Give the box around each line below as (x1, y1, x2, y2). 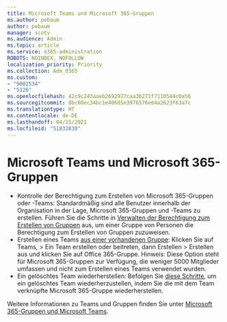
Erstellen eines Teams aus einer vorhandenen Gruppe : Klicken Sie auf (16, 235, 214, 244)
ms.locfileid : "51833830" (7, 125, 81, 132)
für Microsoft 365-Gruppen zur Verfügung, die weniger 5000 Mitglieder (16, 257, 219, 266)
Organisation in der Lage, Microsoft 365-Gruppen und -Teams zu (16, 207, 200, 215)
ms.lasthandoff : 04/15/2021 (7, 118, 88, 126)
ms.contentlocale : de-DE (7, 112, 78, 119)
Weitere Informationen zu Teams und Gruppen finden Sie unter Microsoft (7, 300, 213, 308)
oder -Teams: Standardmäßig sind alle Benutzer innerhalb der (16, 199, 191, 207)
